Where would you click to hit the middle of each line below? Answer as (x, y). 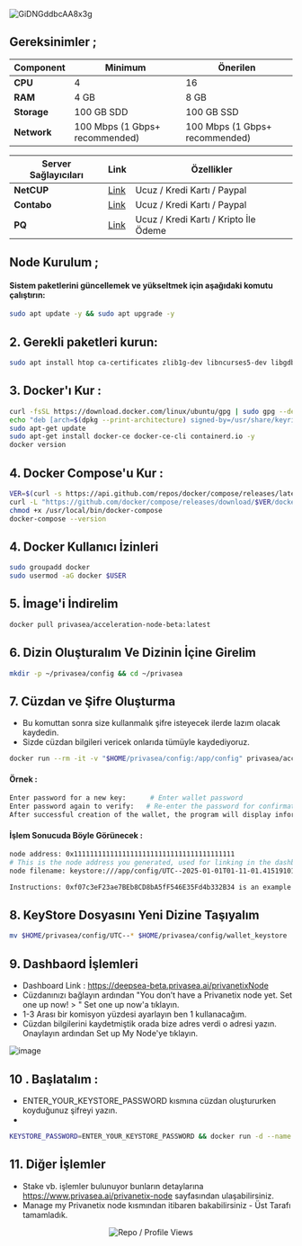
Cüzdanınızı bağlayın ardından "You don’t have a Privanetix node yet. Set (157, 995)
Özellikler (212, 169)
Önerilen (237, 67)
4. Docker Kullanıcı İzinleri (84, 547)
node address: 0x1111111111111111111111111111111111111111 (122, 855)
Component (40, 67)
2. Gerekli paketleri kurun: (84, 342)
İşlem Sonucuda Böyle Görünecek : (76, 835)
